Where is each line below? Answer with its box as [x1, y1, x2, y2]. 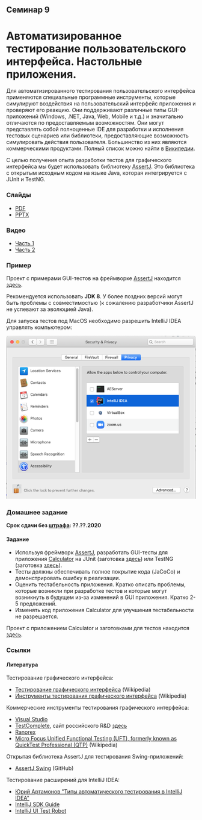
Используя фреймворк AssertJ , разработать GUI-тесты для [14, 549, 168, 556]
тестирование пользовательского [6, 42, 186, 55]
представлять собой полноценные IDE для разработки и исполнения [6, 126, 184, 133]
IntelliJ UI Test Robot [14, 807, 67, 815]
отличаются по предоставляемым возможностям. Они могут [6, 119, 164, 127]
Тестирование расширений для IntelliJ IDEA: [6, 777, 120, 784]
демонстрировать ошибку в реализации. [14, 575, 121, 582]
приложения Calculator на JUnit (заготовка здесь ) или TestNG [14, 556, 174, 563]
